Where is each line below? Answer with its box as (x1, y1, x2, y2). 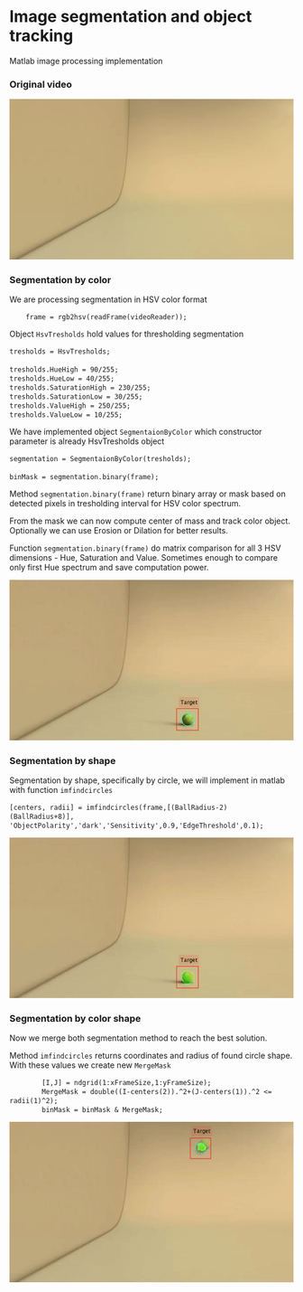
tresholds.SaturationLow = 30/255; (9, 392, 143, 401)
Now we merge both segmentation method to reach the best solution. (9, 1033, 268, 1043)
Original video (9, 78, 72, 90)
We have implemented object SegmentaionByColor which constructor (9, 427, 262, 438)
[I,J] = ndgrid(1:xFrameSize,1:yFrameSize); (41, 1079, 212, 1088)
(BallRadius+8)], (9, 812, 75, 822)
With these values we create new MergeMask (9, 1060, 171, 1070)
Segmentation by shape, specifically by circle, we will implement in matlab (9, 775, 286, 786)
